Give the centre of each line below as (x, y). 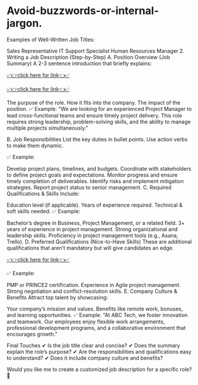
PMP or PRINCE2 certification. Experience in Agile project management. (94, 285)
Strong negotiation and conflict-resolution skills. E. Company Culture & (92, 291)
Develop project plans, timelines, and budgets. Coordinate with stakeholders (99, 168)
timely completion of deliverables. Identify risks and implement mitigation (95, 181)
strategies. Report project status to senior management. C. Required (89, 187)
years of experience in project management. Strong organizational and (92, 229)
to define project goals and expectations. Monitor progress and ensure (92, 175)
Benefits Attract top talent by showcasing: (57, 297)
